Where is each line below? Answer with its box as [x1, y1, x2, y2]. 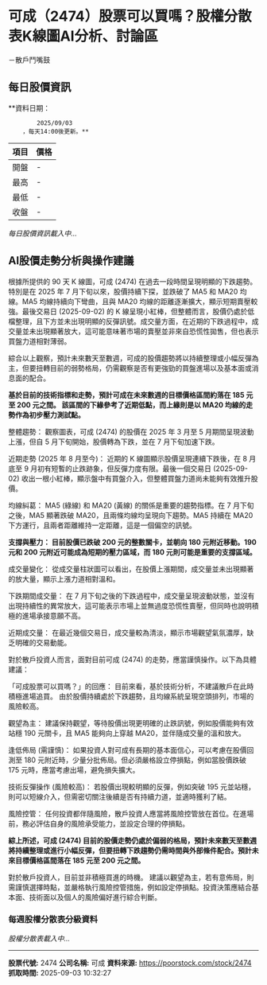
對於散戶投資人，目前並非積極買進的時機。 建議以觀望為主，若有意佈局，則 [8, 872, 254, 882]
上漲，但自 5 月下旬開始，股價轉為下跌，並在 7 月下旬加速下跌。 [8, 437, 219, 446]
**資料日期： [8, 103, 51, 112]
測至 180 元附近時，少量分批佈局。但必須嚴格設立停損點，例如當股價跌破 [8, 755, 247, 765]
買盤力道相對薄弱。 [8, 336, 72, 346]
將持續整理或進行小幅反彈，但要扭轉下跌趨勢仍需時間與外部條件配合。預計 [8, 845, 252, 855]
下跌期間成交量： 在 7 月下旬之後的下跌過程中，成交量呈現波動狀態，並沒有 [8, 590, 255, 601]
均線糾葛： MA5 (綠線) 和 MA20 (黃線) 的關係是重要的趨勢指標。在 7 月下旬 [8, 500, 254, 510]
